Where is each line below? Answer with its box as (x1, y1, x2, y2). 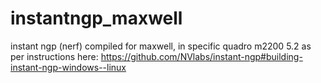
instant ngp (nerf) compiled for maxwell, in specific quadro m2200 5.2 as (10, 40, 312, 52)
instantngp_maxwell (10, 7, 183, 30)
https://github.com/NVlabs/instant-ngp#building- (100, 50, 303, 62)
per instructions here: (10, 50, 99, 62)
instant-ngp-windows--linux (10, 61, 127, 73)
